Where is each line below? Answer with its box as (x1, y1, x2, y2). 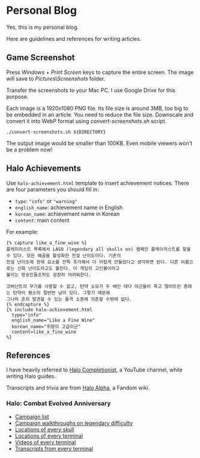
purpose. (6, 93, 29, 100)
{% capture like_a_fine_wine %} (6, 240, 87, 246)
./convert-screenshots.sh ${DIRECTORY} (6, 129, 106, 135)
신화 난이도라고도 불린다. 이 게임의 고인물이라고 (17, 265, 120, 271)
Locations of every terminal (14, 432, 83, 439)
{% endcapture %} (6, 301, 50, 307)
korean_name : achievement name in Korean (14, 210, 120, 217)
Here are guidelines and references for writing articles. (6, 35, 142, 42)
